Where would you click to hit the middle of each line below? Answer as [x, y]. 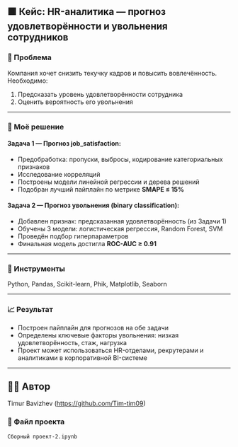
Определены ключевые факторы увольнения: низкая [98, 335]
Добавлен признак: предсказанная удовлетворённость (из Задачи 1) [122, 221]
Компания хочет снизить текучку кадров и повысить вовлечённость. [112, 73]
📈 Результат [30, 310]
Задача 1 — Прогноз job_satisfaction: [64, 144]
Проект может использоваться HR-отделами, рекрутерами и [110, 350]
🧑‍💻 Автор [29, 387]
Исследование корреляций [59, 174]
